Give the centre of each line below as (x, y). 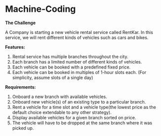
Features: (15, 47)
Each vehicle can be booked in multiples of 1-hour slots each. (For (79, 72)
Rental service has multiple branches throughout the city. (70, 56)
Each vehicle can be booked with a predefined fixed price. (71, 67)
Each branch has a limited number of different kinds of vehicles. (77, 62)
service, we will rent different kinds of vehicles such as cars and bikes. (77, 37)
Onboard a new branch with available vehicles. (60, 97)
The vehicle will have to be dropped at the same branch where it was (82, 123)
